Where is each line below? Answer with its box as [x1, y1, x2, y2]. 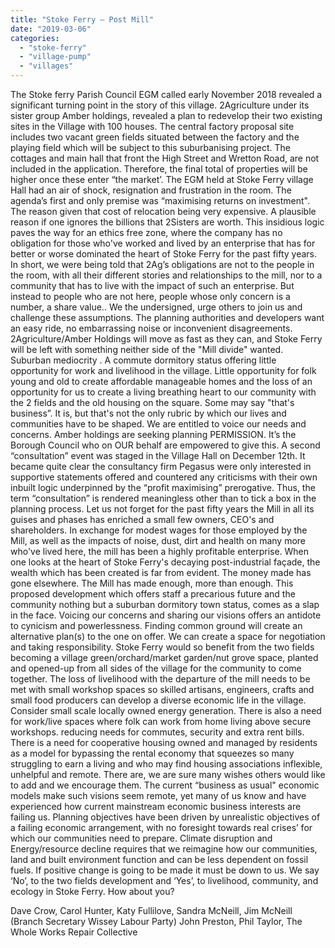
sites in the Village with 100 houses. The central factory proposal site [10, 121, 295, 132]
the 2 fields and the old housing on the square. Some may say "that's [10, 397, 295, 408]
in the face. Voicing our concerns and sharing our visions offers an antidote [10, 609, 322, 621]
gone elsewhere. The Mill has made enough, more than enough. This [10, 577, 294, 589]
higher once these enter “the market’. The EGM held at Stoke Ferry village [10, 174, 314, 185]
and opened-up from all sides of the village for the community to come [10, 662, 302, 674]
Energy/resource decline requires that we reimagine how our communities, [10, 843, 318, 855]
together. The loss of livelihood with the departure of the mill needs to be [10, 673, 311, 685]
